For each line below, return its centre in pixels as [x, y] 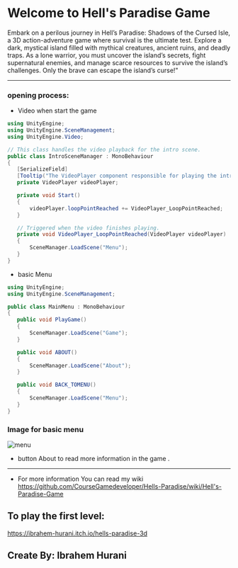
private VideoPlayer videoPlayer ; [68, 183]
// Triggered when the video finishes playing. [88, 228]
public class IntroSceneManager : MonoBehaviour [80, 156]
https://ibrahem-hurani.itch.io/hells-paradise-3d [77, 533]
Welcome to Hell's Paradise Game [109, 13]
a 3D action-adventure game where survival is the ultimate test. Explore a [114, 40]
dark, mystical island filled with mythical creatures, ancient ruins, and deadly [119, 47]
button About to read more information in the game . [93, 459]
